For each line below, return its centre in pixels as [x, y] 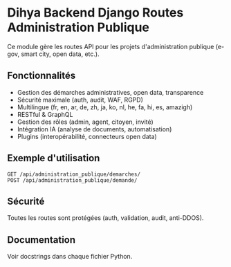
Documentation [41, 240]
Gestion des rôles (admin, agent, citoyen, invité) [85, 122]
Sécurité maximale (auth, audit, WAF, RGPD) [80, 100]
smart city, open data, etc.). [60, 54]
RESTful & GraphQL [45, 114]
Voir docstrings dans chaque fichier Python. [70, 257]
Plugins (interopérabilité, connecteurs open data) [87, 136]
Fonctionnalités [41, 76]
